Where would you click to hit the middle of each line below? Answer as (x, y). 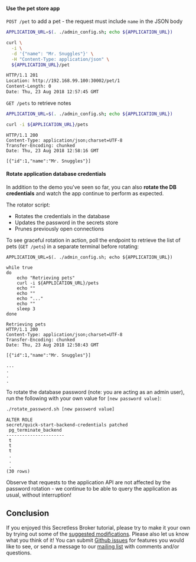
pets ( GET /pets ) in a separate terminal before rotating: (73, 246)
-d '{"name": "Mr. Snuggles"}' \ (53, 54)
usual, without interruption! (39, 495)
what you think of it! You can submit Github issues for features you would (95, 540)
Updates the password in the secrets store (66, 222)
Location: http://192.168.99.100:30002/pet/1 (63, 81)
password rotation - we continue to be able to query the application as (92, 488)
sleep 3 (26, 309)
